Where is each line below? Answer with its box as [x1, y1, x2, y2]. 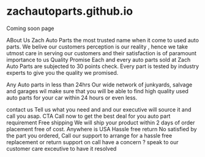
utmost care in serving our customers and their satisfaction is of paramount [6, 49, 197, 56]
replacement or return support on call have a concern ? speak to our [6, 138, 179, 145]
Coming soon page [6, 25, 54, 32]
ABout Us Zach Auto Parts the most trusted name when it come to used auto [6, 36, 199, 44]
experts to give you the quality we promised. [6, 69, 119, 76]
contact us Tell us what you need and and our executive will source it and [6, 105, 192, 113]
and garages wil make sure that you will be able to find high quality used [6, 87, 188, 94]
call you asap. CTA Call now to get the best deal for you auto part [6, 112, 171, 120]
